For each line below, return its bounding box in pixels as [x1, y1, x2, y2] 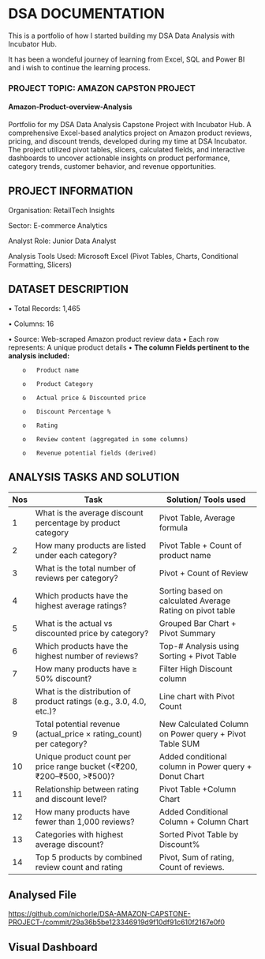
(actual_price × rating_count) [35, 728, 143, 739]
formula [159, 522, 188, 533]
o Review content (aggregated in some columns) [22, 435, 189, 443]
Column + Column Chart [159, 816, 249, 827]
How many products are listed [35, 540, 147, 551]
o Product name [22, 366, 80, 374]
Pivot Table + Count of [159, 540, 242, 551]
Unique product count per [35, 751, 132, 762]
